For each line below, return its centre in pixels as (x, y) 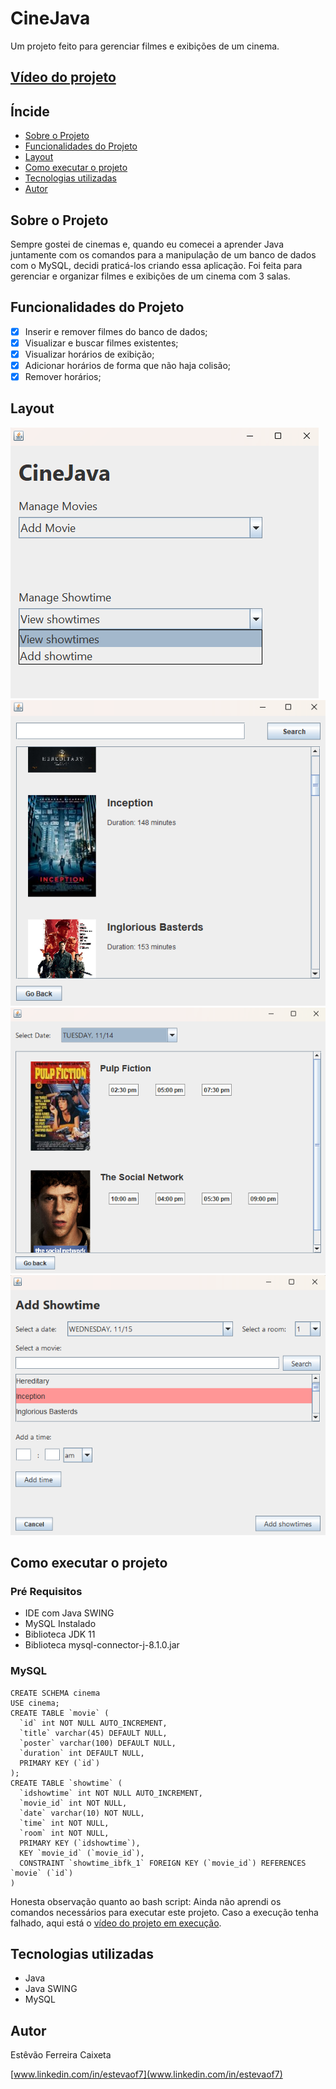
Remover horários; (63, 377)
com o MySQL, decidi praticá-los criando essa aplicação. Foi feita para (156, 265)
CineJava (50, 18)
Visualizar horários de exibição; (89, 354)
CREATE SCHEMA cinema (55, 1693)
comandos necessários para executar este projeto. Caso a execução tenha (164, 1912)
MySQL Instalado (60, 1624)
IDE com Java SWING (69, 1613)
